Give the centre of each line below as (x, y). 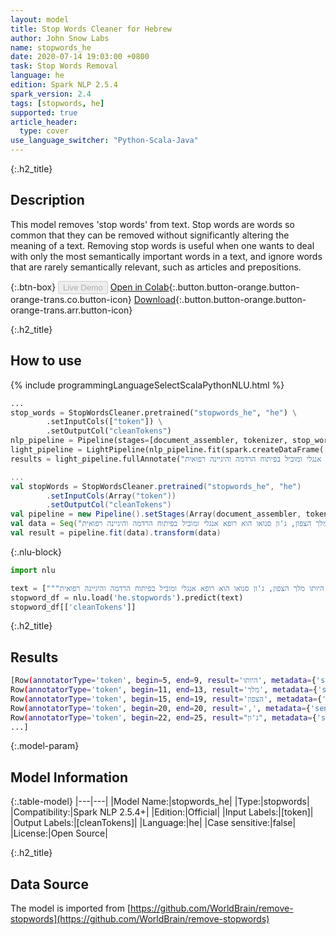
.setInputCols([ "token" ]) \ (104, 422)
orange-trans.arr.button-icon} (71, 310)
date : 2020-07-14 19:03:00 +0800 (80, 57)
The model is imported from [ (71, 908)
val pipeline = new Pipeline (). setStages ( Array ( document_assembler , (156, 514)
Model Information (69, 777)
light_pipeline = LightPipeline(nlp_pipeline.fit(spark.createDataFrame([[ (171, 450)
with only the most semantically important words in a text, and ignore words (166, 256)
